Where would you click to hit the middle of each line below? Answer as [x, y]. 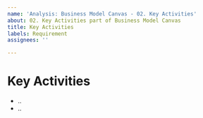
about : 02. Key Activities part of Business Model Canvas [94, 20]
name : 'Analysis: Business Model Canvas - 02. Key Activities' [102, 14]
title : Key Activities [41, 27]
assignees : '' [28, 40]
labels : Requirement [38, 34]
